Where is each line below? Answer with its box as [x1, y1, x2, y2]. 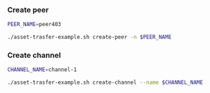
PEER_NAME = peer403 [7, 21, 61, 28]
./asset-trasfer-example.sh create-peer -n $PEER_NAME [7, 34, 172, 41]
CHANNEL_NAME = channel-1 [7, 66, 78, 73]
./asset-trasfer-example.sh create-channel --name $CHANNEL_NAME [7, 79, 203, 86]
